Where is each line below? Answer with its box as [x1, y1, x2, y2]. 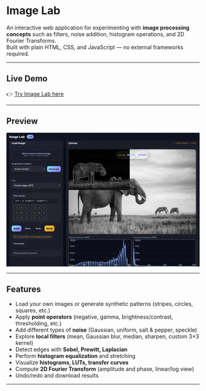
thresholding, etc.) [15, 320, 62, 327]
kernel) [15, 340, 34, 347]
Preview [6, 116, 39, 126]
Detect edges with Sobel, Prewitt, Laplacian [15, 346, 128, 353]
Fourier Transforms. [6, 37, 56, 44]
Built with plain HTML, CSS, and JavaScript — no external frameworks [6, 44, 184, 51]
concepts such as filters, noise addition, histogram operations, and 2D [6, 30, 185, 37]
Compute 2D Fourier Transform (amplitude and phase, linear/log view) [15, 365, 194, 373]
